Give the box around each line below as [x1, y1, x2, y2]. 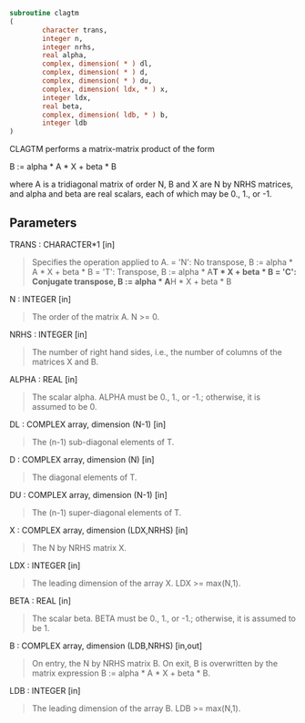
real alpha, [42, 51, 88, 60]
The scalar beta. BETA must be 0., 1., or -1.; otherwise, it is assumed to [31, 613, 297, 624]
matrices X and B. [31, 356, 99, 367]
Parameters [9, 215, 77, 230]
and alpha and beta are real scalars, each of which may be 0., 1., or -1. [9, 188, 272, 199]
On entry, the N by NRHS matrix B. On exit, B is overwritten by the [31, 657, 279, 668]
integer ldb [42, 118, 88, 127]
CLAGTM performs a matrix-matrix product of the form [9, 144, 216, 155]
